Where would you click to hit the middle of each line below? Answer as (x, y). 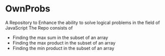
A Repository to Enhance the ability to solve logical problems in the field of (82, 22)
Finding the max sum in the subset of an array (60, 37)
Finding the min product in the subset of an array (63, 48)
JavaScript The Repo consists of (39, 27)
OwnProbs (28, 9)
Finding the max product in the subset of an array (64, 42)
